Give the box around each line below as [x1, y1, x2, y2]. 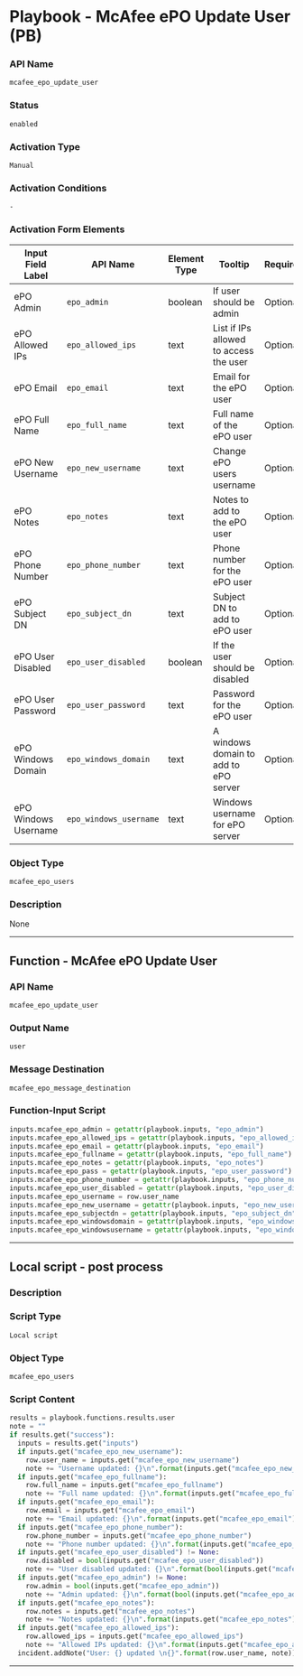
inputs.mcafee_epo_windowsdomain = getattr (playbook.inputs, [9, 1217, 244, 1226]
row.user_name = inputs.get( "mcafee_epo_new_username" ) [25, 1456, 241, 1465]
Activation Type [9, 140, 81, 153]
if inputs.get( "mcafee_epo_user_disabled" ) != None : [17, 1548, 220, 1557]
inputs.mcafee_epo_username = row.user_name [9, 1192, 179, 1201]
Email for [212, 370, 251, 383]
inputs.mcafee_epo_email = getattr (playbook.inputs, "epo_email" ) [9, 1141, 264, 1150]
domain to [212, 747, 255, 759]
